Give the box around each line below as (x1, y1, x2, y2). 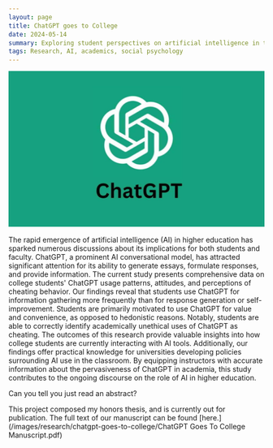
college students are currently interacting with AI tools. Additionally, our (8, 338, 248, 348)
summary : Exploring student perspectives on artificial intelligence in (8, 39, 260, 47)
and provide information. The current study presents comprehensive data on (8, 269, 265, 279)
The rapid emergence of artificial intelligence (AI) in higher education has (8, 235, 253, 244)
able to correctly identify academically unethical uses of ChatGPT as (8, 321, 238, 330)
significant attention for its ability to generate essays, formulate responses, (8, 261, 259, 270)
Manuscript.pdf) (8, 430, 63, 440)
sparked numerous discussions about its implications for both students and (8, 243, 260, 253)
